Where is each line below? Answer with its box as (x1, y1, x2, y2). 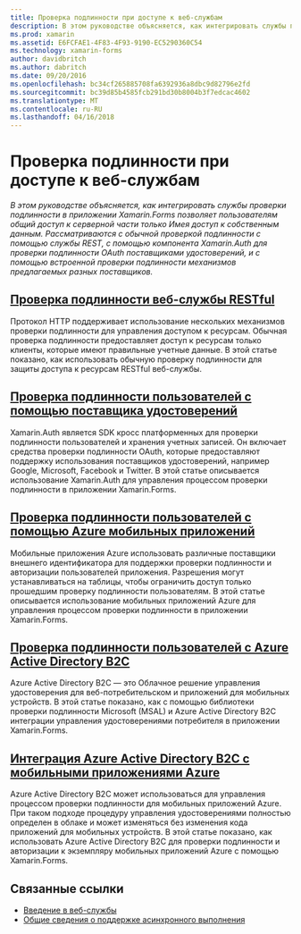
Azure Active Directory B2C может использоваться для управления (10, 788, 266, 800)
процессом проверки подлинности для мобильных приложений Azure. (10, 798, 282, 809)
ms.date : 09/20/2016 (10, 72, 88, 80)
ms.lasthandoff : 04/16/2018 (10, 113, 115, 122)
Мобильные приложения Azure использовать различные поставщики (10, 547, 276, 559)
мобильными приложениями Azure (10, 765, 221, 780)
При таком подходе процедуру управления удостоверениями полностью (10, 808, 291, 819)
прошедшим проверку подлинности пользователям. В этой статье (10, 585, 266, 596)
